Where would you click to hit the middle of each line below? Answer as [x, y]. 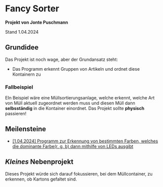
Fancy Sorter [32, 9]
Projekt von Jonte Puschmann [37, 22]
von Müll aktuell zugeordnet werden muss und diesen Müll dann [70, 103]
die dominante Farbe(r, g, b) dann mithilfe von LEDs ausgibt [73, 146]
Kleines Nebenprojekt [39, 162]
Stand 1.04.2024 [22, 32]
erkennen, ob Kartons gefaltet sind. [41, 179]
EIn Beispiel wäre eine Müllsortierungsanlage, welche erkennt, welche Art [80, 98]
